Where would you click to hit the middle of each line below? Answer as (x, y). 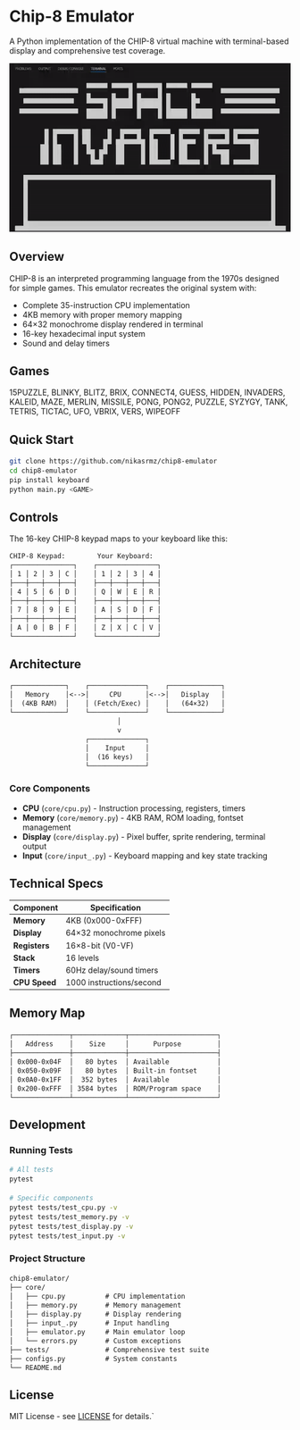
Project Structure (47, 1259)
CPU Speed (34, 983)
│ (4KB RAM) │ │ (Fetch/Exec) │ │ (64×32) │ (117, 704)
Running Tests (41, 1150)
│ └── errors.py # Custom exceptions (95, 1341)
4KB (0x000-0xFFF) (104, 921)
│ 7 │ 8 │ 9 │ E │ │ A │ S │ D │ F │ (86, 610)
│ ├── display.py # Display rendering (95, 1314)
